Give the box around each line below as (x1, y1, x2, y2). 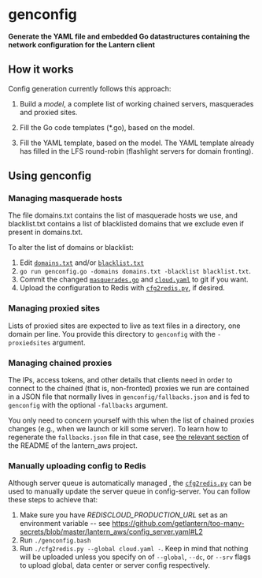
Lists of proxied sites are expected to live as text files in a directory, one (8, 321, 241, 330)
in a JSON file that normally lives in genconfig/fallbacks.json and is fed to (8, 392, 250, 401)
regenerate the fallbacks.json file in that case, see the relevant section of (8, 432, 249, 442)
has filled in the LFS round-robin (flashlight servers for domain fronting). (19, 146, 254, 155)
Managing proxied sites (8, 303, 101, 314)
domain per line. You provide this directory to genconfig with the (8, 329, 216, 338)
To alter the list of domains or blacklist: (8, 243, 134, 252)
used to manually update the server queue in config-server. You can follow (8, 487, 251, 496)
